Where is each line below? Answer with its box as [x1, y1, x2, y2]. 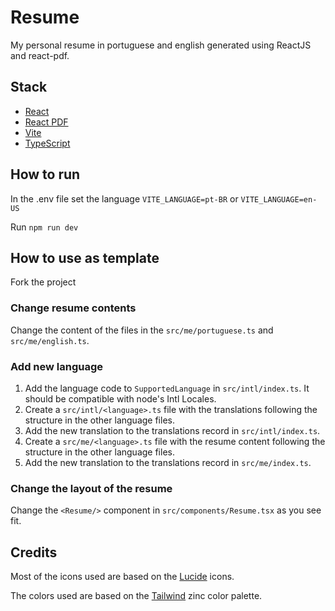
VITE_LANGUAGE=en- [240, 194, 318, 205]
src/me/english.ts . [10, 334, 90, 346]
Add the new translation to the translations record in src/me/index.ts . [24, 456, 312, 468]
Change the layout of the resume [10, 481, 173, 495]
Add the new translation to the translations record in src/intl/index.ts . [24, 424, 321, 436]
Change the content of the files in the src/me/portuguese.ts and [10, 324, 274, 336]
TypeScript [24, 137, 71, 149]
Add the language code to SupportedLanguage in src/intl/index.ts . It [24, 382, 310, 394]
